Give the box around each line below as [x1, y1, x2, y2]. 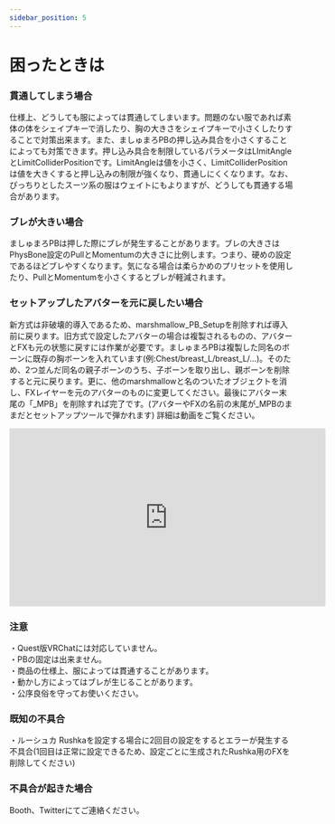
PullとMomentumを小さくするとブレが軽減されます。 [33, 272, 230, 283]
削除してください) [9, 757, 76, 769]
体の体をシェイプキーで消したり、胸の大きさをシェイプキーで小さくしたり [9, 123, 285, 134]
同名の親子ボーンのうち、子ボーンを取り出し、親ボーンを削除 [61, 364, 291, 375]
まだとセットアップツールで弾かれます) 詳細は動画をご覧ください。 [9, 409, 260, 421]
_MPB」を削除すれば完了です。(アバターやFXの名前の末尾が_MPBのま [33, 398, 293, 409]
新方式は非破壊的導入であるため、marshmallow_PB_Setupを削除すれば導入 [9, 318, 289, 330]
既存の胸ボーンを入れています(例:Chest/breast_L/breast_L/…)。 [33, 353, 268, 364]
